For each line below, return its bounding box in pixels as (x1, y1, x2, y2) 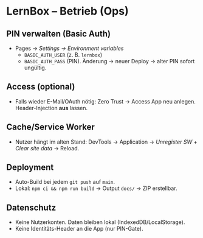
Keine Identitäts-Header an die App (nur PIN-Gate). (15, 225, 143, 233)
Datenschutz (6, 202, 57, 212)
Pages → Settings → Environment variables (15, 44, 124, 52)
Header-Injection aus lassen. (15, 104, 88, 111)
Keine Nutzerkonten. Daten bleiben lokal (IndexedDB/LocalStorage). (15, 219, 185, 226)
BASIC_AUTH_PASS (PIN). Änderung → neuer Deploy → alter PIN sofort (24, 58, 195, 65)
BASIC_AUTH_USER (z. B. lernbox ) (24, 51, 103, 58)
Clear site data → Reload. (15, 144, 80, 152)
